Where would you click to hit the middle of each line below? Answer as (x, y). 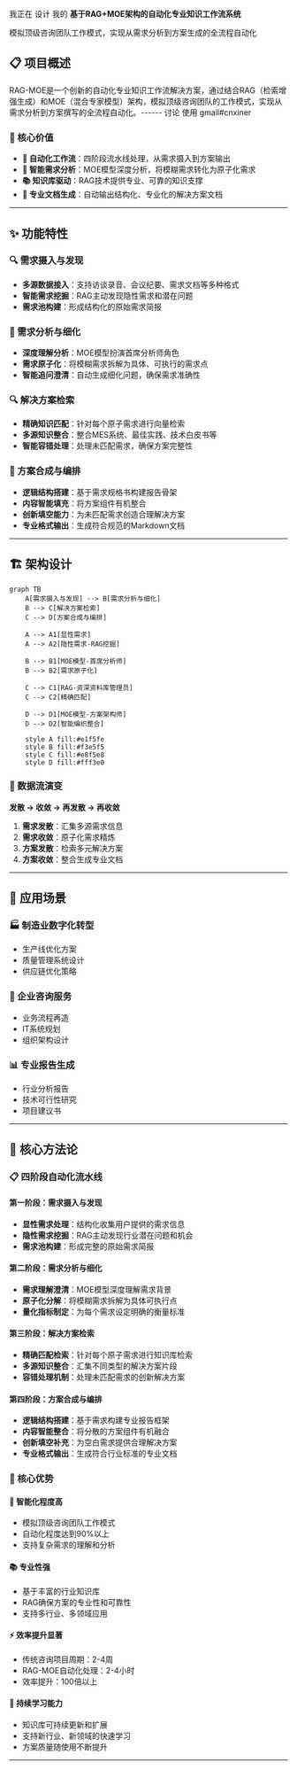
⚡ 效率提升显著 (36, 1635)
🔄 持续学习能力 (36, 1704)
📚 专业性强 (30, 1566)
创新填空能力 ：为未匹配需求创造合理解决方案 (103, 514)
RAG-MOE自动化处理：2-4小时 (78, 1670)
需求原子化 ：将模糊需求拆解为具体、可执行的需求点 (115, 364)
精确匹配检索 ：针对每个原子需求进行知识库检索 (107, 1355)
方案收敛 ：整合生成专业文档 (72, 859)
